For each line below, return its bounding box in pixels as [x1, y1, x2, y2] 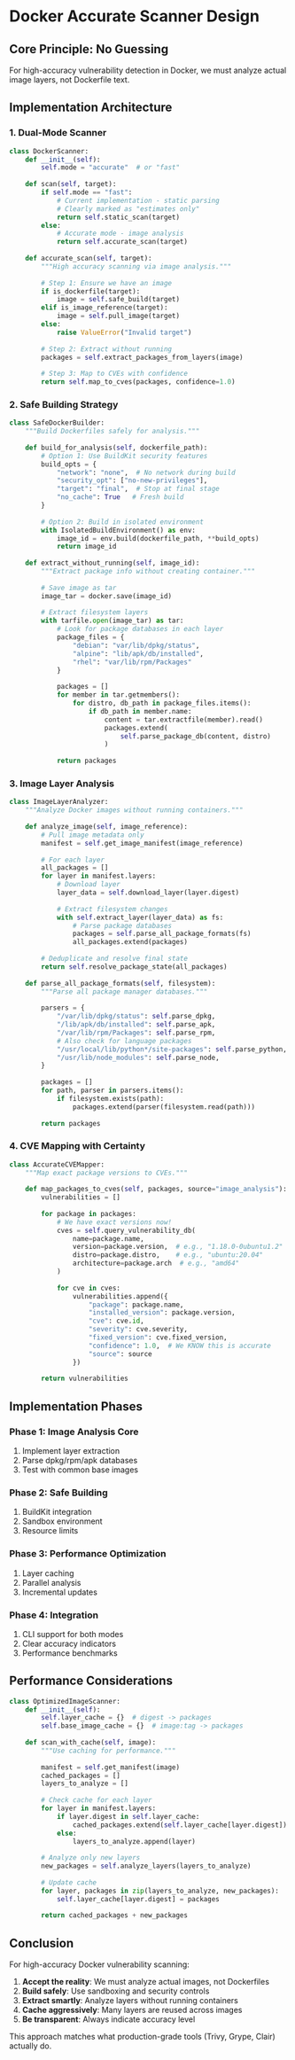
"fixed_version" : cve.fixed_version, [88, 1333, 228, 1342]
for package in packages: [41, 1209, 137, 1218]
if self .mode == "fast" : [41, 188, 133, 197]
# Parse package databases [72, 921, 173, 930]
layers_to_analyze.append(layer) [72, 1837, 197, 1845]
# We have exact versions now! [56, 1217, 173, 1227]
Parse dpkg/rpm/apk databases [21, 1455, 138, 1466]
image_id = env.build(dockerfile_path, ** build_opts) [56, 534, 260, 542]
